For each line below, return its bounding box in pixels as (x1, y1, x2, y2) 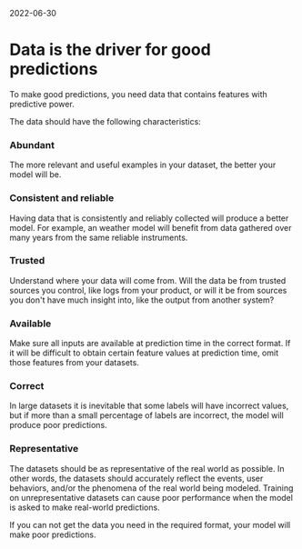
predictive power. (9, 98, 75, 109)
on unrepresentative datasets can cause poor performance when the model (9, 492, 294, 503)
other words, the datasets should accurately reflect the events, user (9, 473, 264, 484)
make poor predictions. (9, 529, 96, 540)
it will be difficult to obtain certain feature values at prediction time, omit (9, 347, 279, 358)
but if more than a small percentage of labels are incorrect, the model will (9, 410, 284, 421)
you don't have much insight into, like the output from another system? (9, 294, 275, 305)
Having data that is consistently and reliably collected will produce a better (9, 213, 289, 224)
